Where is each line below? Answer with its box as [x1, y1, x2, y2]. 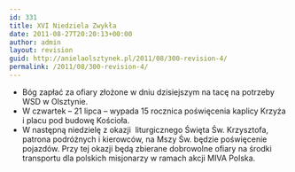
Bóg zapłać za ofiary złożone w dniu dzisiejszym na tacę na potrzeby [21, 86, 275, 98]
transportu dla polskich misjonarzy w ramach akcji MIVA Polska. [21, 152, 256, 163]
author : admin [9, 37, 62, 47]
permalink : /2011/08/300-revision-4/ [9, 63, 149, 72]
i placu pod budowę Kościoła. [21, 114, 130, 125]
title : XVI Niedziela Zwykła [9, 21, 117, 30]
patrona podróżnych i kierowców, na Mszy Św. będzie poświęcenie [21, 134, 268, 145]
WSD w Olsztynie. [21, 96, 89, 106]
